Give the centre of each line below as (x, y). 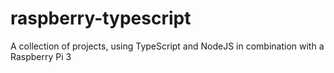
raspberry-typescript (101, 18)
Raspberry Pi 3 (41, 56)
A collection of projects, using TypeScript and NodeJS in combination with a (167, 46)
